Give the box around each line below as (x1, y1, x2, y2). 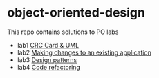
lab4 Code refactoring (17, 63, 81, 71)
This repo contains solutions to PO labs (7, 28, 119, 36)
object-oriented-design (7, 5, 145, 21)
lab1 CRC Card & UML (17, 41, 79, 49)
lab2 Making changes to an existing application (17, 48, 152, 57)
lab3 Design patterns (17, 55, 77, 64)
